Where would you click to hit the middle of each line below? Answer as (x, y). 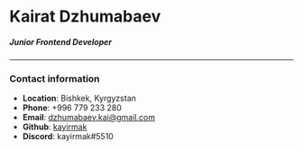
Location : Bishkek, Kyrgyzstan (79, 98)
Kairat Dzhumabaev (85, 17)
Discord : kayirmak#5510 (68, 137)
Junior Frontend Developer (61, 41)
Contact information (55, 79)
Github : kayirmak (55, 127)
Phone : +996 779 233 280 (72, 108)
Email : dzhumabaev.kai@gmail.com (89, 118)
